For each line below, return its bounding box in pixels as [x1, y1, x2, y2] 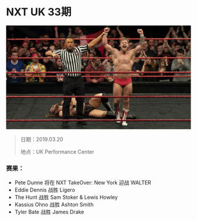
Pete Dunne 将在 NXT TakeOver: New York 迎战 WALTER [14, 179, 151, 186]
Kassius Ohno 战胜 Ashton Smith [14, 200, 94, 208]
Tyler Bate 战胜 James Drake [14, 208, 84, 215]
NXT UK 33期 [6, 5, 72, 19]
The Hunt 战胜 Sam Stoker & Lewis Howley [14, 193, 118, 200]
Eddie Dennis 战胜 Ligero [14, 186, 75, 193]
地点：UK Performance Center [20, 148, 94, 155]
